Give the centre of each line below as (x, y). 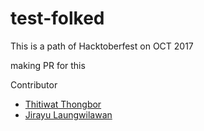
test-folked (57, 18)
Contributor (34, 84)
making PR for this (48, 65)
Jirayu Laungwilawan (68, 114)
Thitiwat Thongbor (63, 104)
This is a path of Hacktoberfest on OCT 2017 (102, 46)
